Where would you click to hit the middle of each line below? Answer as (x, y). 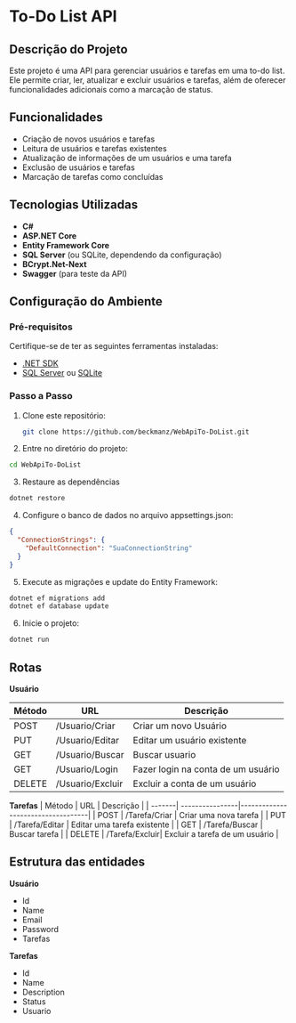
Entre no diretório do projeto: (75, 449)
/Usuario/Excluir (89, 783)
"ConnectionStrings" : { (61, 540)
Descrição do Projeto (68, 49)
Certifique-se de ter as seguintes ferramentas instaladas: (114, 346)
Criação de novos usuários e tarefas (88, 139)
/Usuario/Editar (88, 741)
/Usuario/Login (87, 769)
